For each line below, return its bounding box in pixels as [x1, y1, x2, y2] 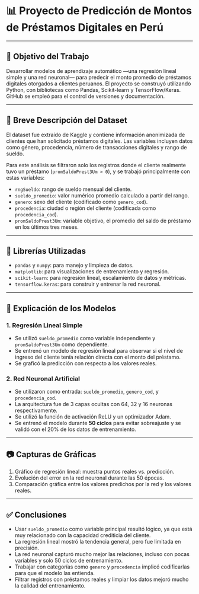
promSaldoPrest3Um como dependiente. [14, 341, 110, 348]
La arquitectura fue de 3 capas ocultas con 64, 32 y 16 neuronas [14, 401, 173, 408]
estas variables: [6, 174, 45, 181]
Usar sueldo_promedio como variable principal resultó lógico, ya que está [14, 525, 192, 532]
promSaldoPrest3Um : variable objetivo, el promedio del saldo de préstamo [14, 217, 191, 224]
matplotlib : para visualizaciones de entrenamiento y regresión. [14, 268, 169, 275]
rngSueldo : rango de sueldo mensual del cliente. [14, 186, 132, 193]
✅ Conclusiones [6, 510, 67, 520]
